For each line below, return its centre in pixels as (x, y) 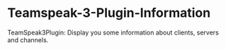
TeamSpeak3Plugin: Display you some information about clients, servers (113, 32)
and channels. (28, 39)
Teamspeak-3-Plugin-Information (109, 13)
